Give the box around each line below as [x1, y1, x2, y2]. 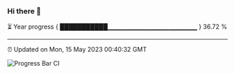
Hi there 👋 [7, 6, 42, 16]
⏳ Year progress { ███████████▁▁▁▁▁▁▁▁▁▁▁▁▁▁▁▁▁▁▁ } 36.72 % [7, 22, 227, 31]
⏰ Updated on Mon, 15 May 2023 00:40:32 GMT [7, 45, 147, 54]
